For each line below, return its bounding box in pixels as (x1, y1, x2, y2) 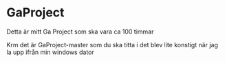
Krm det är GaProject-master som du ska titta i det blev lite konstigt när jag (6, 40, 218, 49)
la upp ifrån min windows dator (6, 48, 94, 56)
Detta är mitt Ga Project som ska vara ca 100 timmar (6, 27, 154, 36)
